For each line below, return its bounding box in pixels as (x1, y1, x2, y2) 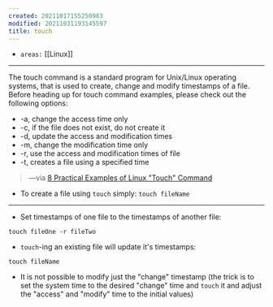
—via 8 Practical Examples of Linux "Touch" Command (28, 173, 213, 183)
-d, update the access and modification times (19, 132, 173, 141)
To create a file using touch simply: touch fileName (19, 188, 190, 199)
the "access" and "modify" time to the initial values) (19, 289, 194, 299)
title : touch (8, 27, 53, 35)
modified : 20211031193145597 (8, 19, 107, 28)
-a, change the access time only (19, 115, 128, 124)
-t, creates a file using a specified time (19, 158, 149, 167)
